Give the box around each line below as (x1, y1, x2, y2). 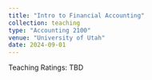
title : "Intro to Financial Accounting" (8, 11, 146, 20)
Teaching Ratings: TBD (8, 63, 84, 72)
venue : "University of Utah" (8, 33, 106, 42)
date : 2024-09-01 (8, 41, 66, 49)
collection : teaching (8, 19, 81, 27)
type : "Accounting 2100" (8, 26, 91, 34)
